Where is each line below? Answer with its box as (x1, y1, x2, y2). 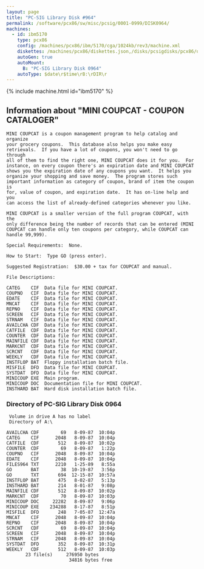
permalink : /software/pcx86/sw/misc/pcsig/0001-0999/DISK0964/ (6, 20, 170, 26)
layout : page (6, 9, 39, 15)
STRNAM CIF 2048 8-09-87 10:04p (6, 536, 115, 542)
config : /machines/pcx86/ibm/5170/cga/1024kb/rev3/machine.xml (17, 43, 181, 49)
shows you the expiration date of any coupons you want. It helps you (6, 168, 191, 174)
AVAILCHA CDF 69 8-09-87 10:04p (6, 429, 115, 436)
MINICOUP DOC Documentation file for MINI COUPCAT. (6, 381, 143, 387)
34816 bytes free (69, 557, 113, 564)
